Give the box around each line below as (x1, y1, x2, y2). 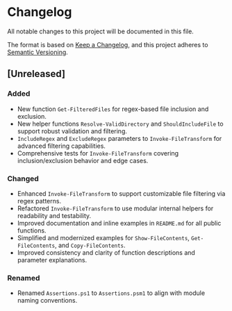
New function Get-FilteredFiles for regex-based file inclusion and (17, 105, 209, 113)
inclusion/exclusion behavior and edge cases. (17, 156, 149, 165)
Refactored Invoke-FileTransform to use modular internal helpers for (17, 204, 214, 212)
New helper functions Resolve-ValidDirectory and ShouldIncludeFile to (17, 119, 224, 128)
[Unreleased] (7, 68, 66, 80)
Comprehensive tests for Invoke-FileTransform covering (17, 149, 179, 157)
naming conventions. (17, 296, 78, 305)
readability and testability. (17, 211, 92, 219)
